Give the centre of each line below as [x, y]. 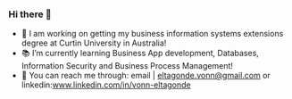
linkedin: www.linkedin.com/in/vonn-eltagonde [106, 85]
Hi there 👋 [30, 14]
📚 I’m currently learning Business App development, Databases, [140, 54]
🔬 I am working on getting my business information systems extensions [152, 34]
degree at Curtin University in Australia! [94, 43]
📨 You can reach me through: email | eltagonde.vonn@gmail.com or [146, 76]
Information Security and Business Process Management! [127, 66]
